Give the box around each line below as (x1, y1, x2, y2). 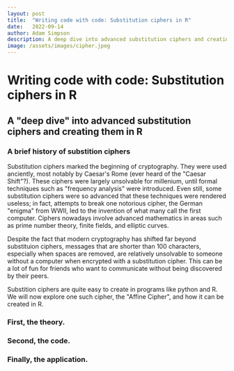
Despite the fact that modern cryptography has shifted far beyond (7, 234, 196, 243)
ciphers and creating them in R (7, 126, 143, 138)
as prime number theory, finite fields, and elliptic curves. (7, 221, 169, 229)
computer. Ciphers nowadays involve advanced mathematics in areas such (7, 213, 223, 222)
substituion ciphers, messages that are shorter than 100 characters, (7, 242, 202, 250)
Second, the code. (7, 336, 71, 345)
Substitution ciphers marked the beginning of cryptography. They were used (7, 162, 227, 170)
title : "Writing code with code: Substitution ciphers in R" (7, 17, 192, 24)
